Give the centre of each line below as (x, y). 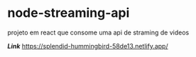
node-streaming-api (69, 13)
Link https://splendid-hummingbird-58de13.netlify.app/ (88, 46)
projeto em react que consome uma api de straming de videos (98, 32)
